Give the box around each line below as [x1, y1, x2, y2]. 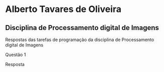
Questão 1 [5, 51, 26, 57]
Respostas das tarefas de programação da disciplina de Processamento [5, 36, 154, 42]
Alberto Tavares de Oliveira [5, 3, 122, 15]
